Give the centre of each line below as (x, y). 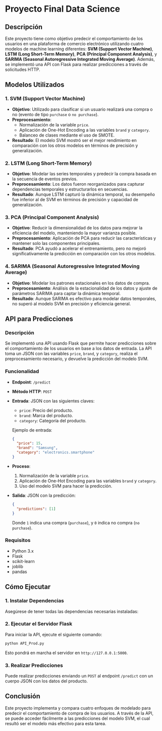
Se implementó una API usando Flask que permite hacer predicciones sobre (81, 343)
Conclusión (23, 696)
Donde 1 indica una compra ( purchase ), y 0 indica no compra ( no (76, 522)
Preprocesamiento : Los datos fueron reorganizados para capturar (78, 184)
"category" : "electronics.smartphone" (56, 453)
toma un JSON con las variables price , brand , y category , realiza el (71, 354)
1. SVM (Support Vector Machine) (45, 99)
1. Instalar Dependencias (35, 601)
